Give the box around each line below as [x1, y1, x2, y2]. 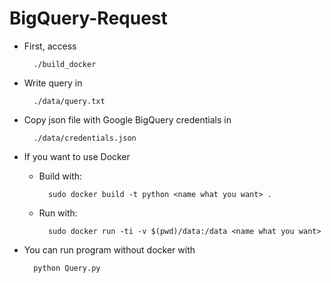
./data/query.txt [33, 96, 106, 106]
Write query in [23, 77, 83, 89]
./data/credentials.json [33, 133, 137, 143]
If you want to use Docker [23, 150, 131, 162]
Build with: [38, 170, 83, 182]
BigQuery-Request [9, 7, 168, 30]
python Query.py [33, 263, 101, 273]
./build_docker [33, 59, 97, 69]
